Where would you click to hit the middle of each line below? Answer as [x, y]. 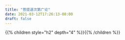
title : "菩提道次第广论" [28, 10]
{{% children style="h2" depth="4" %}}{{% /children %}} [63, 33]
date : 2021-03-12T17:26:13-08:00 [39, 14]
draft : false [18, 19]
